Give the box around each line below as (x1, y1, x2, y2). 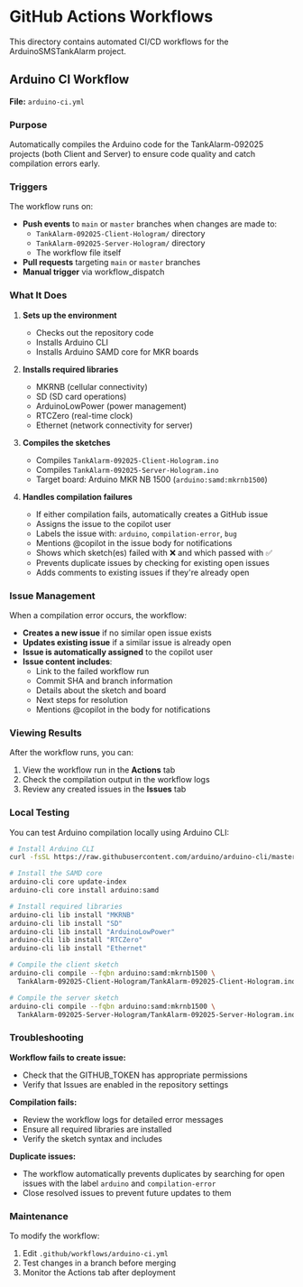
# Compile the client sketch (9, 960, 119, 969)
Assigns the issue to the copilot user (35, 518, 171, 529)
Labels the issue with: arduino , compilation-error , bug (35, 528, 237, 539)
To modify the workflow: (9, 1230, 100, 1241)
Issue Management (9, 589, 96, 602)
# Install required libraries (9, 902, 124, 911)
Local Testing (9, 806, 70, 819)
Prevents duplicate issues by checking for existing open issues (35, 557, 271, 568)
